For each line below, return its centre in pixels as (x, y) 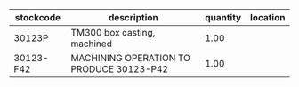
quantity (223, 17)
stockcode (38, 17)
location (268, 17)
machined (92, 43)
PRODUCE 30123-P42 (120, 69)
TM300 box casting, (113, 32)
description (133, 17)
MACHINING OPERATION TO (131, 58)
